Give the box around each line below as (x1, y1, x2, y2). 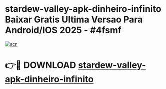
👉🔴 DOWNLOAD (5, 60, 76, 71)
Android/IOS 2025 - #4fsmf (5, 25, 122, 36)
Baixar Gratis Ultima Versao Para (5, 14, 143, 25)
